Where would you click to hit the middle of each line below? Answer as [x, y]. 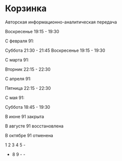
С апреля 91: [18, 79]
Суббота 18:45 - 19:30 [28, 107]
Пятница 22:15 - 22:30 [28, 88]
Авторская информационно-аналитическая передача [61, 22]
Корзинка [26, 9]
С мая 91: [15, 98]
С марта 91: [17, 60]
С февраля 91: [20, 41]
